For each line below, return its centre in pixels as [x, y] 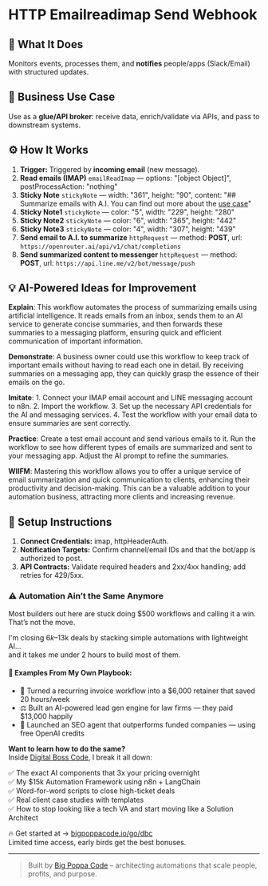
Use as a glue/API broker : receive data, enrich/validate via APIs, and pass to [134, 116]
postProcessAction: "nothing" [69, 186]
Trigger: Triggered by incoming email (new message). [110, 169]
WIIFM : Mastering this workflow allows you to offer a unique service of [125, 471]
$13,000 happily [46, 716]
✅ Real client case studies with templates [76, 800]
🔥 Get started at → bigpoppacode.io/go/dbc [81, 833]
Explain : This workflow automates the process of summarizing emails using [133, 307]
